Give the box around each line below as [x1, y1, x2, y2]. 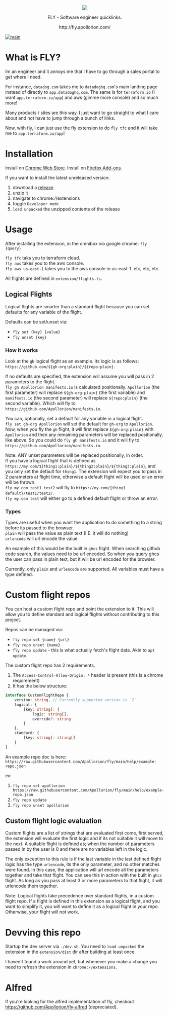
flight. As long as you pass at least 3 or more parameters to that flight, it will [5, 878, 162, 884]
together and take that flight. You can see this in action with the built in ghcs [5, 872, 162, 878]
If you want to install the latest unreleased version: [5, 174, 110, 180]
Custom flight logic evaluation [5, 817, 102, 825]
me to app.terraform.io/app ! [5, 130, 65, 136]
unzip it [12, 190, 28, 196]
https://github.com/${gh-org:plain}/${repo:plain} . [5, 363, 115, 370]
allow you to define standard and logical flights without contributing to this [5, 611, 160, 618]
